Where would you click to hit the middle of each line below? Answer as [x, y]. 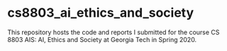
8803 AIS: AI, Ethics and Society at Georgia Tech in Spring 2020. [102, 39]
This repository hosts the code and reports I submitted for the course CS [113, 32]
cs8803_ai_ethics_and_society [101, 13]
